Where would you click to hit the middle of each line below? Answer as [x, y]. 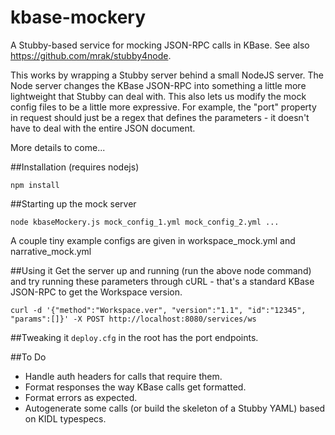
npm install [35, 185]
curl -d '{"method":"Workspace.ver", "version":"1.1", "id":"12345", [158, 310]
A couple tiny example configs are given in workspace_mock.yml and [153, 240]
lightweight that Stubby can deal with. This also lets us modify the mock [158, 96]
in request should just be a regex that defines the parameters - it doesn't [160, 117]
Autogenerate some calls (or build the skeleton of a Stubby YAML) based [175, 408]
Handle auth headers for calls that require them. [123, 376]
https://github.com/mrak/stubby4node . [91, 55]
